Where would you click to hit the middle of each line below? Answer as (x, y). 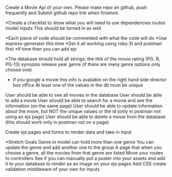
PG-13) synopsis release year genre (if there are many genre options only (83, 64)
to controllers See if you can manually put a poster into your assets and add (85, 158)
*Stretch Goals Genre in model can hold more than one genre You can (80, 142)
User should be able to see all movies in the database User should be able (84, 95)
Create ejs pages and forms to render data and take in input (69, 132)
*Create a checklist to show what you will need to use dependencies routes (85, 23)
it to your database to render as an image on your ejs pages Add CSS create (86, 164)
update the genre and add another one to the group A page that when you (84, 147)
